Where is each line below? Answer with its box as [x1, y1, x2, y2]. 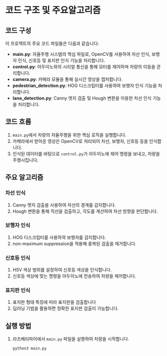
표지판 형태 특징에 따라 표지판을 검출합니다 [12, 299, 97, 305]
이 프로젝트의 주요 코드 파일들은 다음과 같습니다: [5, 41, 100, 46]
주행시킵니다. [12, 157, 39, 163]
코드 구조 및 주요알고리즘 [5, 5, 101, 16]
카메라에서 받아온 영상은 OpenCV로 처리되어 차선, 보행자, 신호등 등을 [12, 138, 148, 144]
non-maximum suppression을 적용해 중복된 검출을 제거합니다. [12, 240, 137, 246]
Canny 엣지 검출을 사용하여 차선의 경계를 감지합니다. [12, 202, 116, 208]
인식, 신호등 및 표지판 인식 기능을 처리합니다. [18, 57, 106, 63]
